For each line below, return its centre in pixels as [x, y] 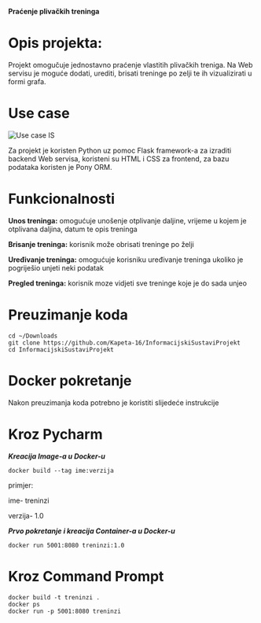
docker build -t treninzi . [54, 597]
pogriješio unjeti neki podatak [56, 267]
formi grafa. [27, 81]
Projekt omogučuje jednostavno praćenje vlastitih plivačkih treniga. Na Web [130, 65]
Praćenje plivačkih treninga [54, 11]
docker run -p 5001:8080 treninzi [65, 611]
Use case [39, 114]
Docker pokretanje [70, 380]
